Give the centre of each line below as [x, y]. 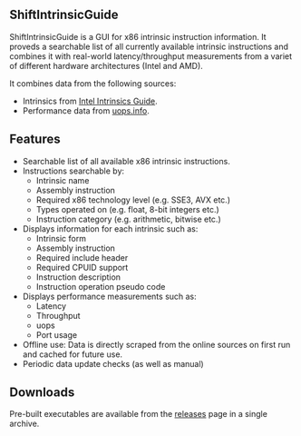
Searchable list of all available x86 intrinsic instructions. [126, 161]
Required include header [82, 257]
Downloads [42, 393]
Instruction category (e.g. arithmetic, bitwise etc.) [129, 219]
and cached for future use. [73, 354]
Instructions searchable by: [73, 171]
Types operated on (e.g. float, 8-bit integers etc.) [127, 209]
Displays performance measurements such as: [109, 296]
